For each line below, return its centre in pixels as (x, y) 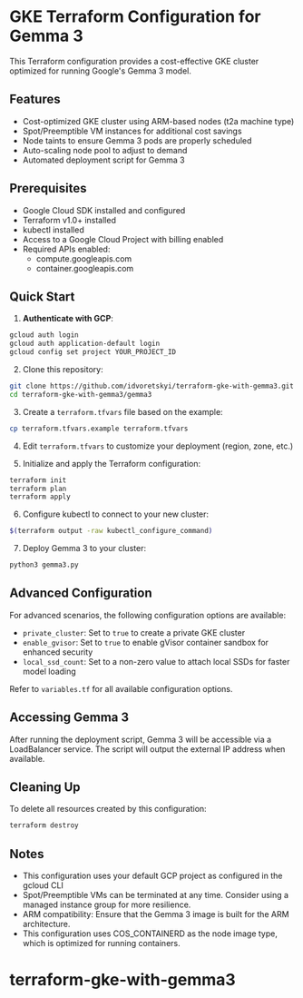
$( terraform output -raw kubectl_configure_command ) (111, 531)
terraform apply (40, 497)
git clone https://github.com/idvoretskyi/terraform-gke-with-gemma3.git (152, 386)
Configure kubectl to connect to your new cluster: (116, 514)
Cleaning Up (45, 787)
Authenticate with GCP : (68, 319)
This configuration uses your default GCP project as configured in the (152, 876)
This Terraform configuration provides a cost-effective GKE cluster (134, 61)
